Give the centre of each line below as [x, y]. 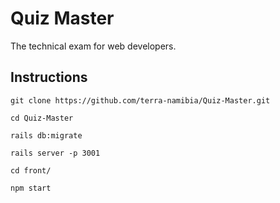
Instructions [49, 77]
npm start [31, 188]
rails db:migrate [46, 135]
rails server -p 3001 [55, 153]
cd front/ [31, 170]
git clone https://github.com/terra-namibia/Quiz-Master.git [140, 100]
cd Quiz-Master [42, 118]
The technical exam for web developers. [93, 46]
